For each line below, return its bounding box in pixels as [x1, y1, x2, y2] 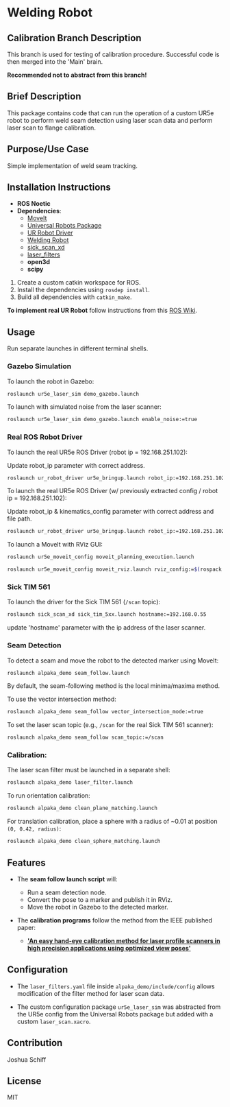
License [7, 1075, 42, 1086]
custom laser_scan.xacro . [16, 1017, 91, 1025]
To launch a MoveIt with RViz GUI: [7, 540, 103, 549]
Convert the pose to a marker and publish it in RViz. [27, 895, 172, 903]
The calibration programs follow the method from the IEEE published [16, 916, 213, 924]
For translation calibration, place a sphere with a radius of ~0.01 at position [7, 818, 218, 826]
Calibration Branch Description [7, 32, 142, 44]
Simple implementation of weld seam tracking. [7, 161, 138, 169]
